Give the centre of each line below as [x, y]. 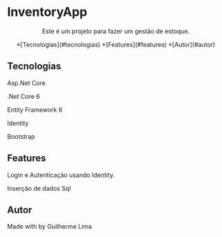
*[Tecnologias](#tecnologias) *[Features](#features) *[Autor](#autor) [116, 44]
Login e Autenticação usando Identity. [61, 175]
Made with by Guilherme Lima [50, 227]
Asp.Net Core [27, 83]
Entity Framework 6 [35, 110]
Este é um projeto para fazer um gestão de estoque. [116, 31]
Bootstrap [21, 136]
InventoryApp [47, 12]
